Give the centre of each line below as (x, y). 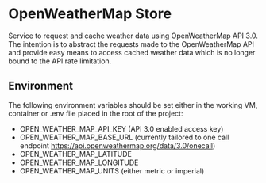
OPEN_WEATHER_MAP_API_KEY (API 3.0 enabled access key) (121, 128)
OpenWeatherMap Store (90, 14)
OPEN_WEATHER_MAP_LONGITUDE (79, 162)
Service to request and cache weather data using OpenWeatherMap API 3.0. (133, 36)
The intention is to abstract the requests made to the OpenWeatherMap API (131, 44)
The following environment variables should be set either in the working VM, (133, 105)
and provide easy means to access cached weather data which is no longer (132, 52)
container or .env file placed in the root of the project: (96, 113)
